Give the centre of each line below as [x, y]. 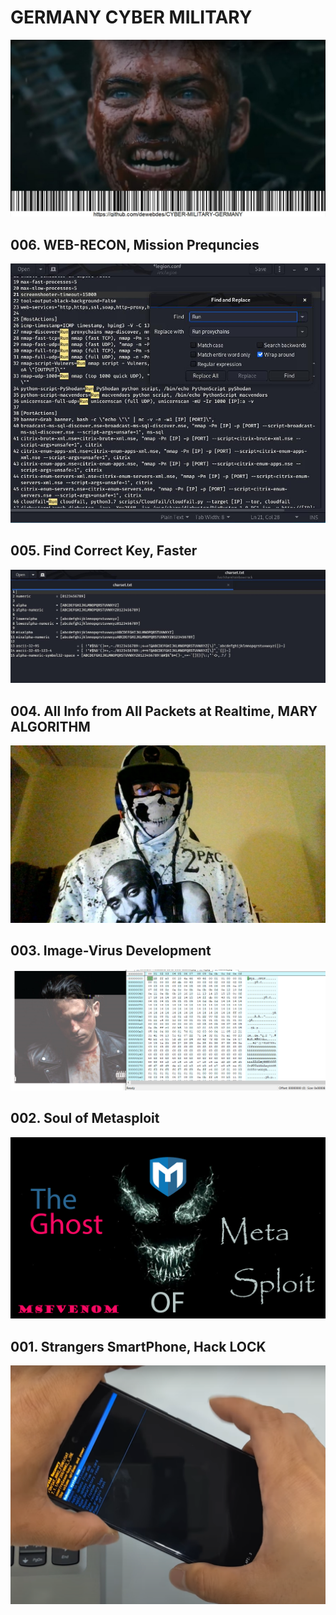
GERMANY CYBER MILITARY [131, 17]
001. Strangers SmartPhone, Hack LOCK [138, 1346]
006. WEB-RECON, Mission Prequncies [135, 244]
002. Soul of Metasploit [85, 1118]
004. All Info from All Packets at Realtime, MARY [164, 711]
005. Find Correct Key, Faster [104, 551]
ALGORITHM [50, 726]
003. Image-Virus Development [111, 951]
